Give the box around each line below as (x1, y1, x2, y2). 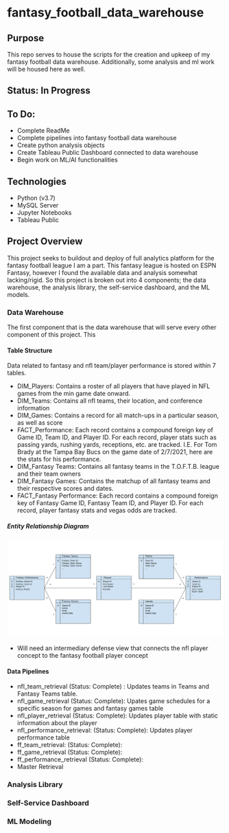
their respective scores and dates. (16, 485, 114, 493)
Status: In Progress (7, 85, 91, 97)
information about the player (16, 719, 98, 727)
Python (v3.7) (16, 194, 56, 202)
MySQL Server (16, 201, 59, 210)
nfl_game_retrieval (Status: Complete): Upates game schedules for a (16, 697, 210, 705)
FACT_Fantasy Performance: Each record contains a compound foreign (16, 491, 218, 500)
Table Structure (7, 346, 53, 355)
